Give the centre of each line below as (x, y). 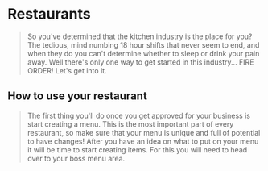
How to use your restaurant (78, 96)
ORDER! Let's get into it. (67, 70)
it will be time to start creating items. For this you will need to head (137, 149)
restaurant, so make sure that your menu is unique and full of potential (144, 132)
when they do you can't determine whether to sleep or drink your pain (143, 53)
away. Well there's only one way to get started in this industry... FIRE (140, 62)
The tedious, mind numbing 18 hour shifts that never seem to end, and (143, 44)
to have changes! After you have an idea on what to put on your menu (143, 141)
